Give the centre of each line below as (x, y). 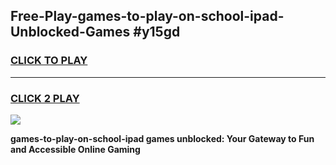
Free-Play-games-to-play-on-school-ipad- (147, 16)
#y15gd (157, 32)
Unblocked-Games (70, 32)
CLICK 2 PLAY (45, 98)
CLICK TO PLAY (49, 61)
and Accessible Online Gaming (75, 149)
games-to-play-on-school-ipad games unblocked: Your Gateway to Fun (162, 138)
